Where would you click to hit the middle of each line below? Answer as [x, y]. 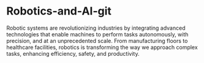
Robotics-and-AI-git [59, 11]
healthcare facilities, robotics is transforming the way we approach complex [102, 47]
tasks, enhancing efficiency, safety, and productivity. [73, 53]
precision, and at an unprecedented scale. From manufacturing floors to [97, 41]
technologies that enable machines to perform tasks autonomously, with [97, 34]
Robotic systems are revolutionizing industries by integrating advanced [96, 28]
